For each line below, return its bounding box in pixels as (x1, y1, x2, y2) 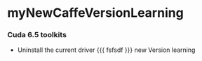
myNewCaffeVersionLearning (7, 5, 184, 21)
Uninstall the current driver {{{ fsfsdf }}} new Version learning (17, 46, 196, 54)
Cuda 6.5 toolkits (7, 30, 67, 40)
